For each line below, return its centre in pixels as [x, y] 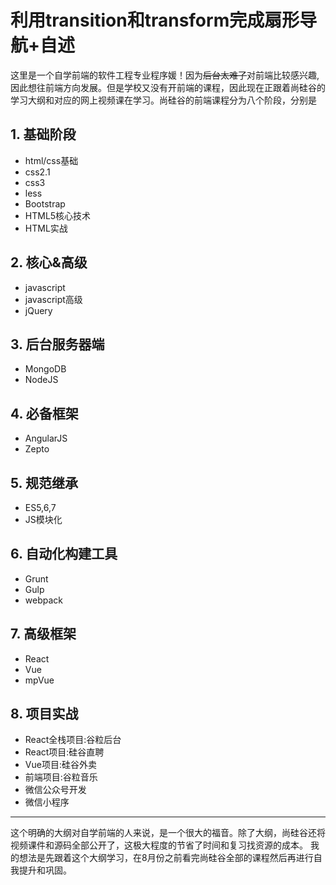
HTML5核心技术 [58, 215]
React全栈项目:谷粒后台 [73, 740]
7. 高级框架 [43, 634]
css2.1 [37, 172]
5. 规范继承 [44, 482]
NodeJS [41, 380]
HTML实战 [46, 228]
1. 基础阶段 [43, 134]
